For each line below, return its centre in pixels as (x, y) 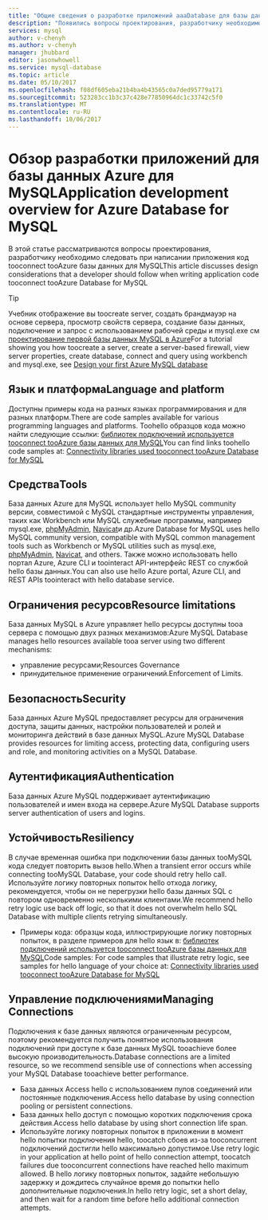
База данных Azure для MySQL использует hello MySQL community (122, 504)
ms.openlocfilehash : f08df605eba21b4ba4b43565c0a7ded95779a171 (116, 90)
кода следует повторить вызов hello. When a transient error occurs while (130, 865)
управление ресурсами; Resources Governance (100, 665)
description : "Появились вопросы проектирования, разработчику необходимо (135, 23)
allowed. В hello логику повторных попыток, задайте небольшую (129, 1174)
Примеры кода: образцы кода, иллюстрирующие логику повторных (136, 932)
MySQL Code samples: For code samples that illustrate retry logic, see (134, 957)
